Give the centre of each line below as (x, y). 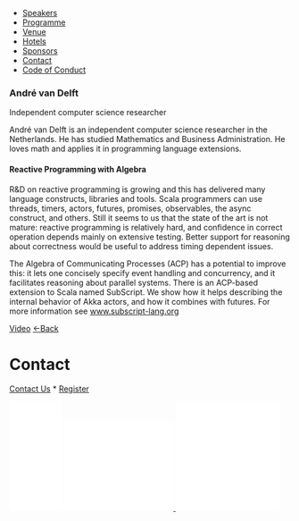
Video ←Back (34, 328)
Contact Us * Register (49, 389)
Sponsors (40, 51)
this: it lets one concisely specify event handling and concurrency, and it (142, 273)
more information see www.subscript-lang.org (94, 311)
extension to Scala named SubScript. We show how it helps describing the (146, 292)
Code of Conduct (54, 70)
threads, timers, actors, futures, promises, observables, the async (130, 208)
